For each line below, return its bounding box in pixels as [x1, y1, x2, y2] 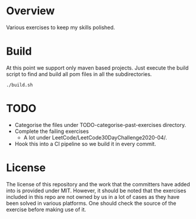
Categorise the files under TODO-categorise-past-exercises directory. [14, 121, 187, 128]
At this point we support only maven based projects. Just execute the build [6, 64, 189, 71]
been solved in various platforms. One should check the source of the [6, 199, 176, 207]
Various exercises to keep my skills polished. [6, 24, 115, 31]
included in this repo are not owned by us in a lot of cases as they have [6, 193, 179, 200]
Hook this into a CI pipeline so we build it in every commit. [14, 140, 156, 147]
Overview [6, 4, 55, 18]
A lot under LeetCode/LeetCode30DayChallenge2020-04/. [23, 134, 168, 141]
